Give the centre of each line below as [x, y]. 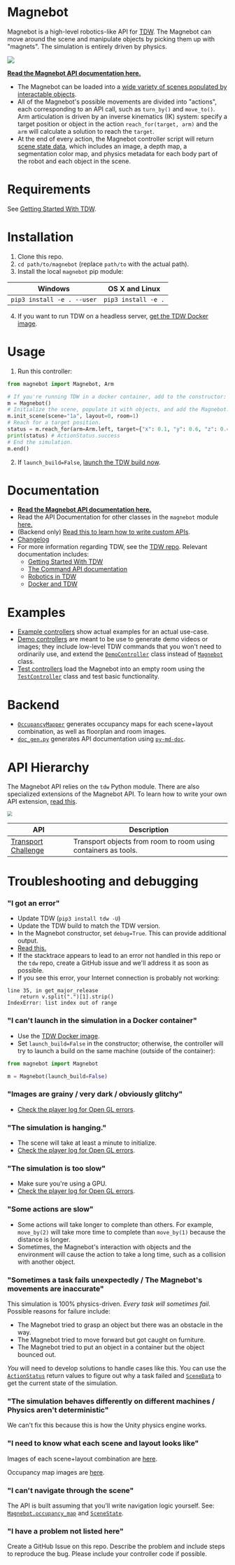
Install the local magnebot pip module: [70, 271]
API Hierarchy [48, 767]
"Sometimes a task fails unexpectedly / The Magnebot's [105, 1280]
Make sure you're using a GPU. [62, 1183]
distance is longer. [44, 1239]
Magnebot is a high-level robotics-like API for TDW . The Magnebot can [109, 32]
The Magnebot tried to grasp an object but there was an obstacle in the [120, 1325]
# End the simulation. [40, 442]
